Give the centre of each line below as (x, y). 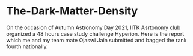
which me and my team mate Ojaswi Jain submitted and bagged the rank (96, 40)
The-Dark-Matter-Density (72, 11)
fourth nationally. (27, 46)
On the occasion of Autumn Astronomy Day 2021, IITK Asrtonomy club (93, 27)
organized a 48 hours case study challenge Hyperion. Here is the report (95, 33)
